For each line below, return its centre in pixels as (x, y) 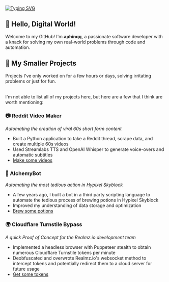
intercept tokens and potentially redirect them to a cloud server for (82, 264)
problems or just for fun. (31, 81)
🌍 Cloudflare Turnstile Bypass (44, 224)
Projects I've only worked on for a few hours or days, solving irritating (78, 75)
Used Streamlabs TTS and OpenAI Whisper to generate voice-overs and (88, 149)
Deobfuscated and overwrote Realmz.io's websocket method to (79, 258)
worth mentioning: (24, 102)
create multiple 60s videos (40, 144)
